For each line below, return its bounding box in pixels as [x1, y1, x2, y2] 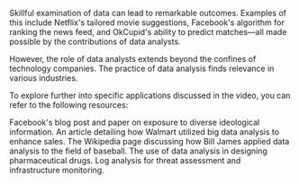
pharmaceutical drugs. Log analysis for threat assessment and [9, 155, 241, 165]
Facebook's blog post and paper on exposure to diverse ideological [9, 117, 260, 127]
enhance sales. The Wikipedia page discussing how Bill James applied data [9, 136, 290, 146]
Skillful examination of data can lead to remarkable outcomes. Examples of [9, 8, 286, 18]
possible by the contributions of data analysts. [9, 36, 182, 47]
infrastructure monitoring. [9, 165, 105, 175]
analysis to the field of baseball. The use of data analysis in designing [9, 145, 267, 156]
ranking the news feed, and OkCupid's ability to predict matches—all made [9, 27, 287, 37]
